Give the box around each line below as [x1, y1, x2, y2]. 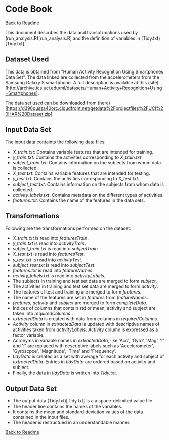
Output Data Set [5, 384, 57, 393]
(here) [97, 100, 110, 106]
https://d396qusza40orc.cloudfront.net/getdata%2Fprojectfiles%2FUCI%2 [7, 105, 163, 112]
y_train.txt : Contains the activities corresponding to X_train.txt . [12, 154, 143, 160]
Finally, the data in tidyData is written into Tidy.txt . [12, 370, 117, 376]
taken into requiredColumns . [12, 310, 73, 317]
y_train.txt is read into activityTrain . [12, 240, 86, 246]
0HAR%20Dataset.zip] [5, 111, 53, 117]
